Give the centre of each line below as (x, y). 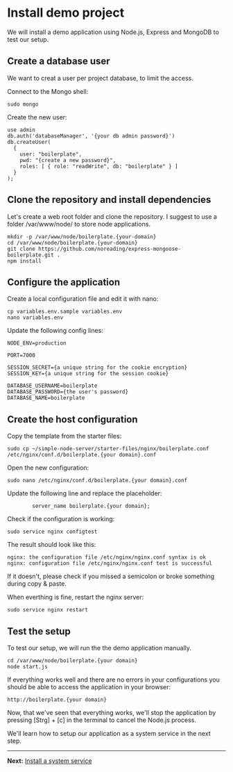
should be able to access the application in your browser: (89, 687)
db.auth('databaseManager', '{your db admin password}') (91, 136)
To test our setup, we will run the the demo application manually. (100, 648)
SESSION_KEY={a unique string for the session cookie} (88, 374)
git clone (21, 249)
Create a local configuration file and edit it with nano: (83, 299)
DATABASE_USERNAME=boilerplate (52, 386)
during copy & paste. (37, 584)
